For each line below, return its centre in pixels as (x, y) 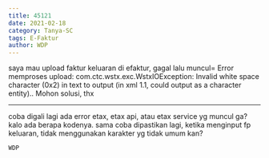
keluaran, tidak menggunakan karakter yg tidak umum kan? (106, 133)
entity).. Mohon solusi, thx (51, 93)
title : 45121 (30, 16)
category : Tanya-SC (41, 30)
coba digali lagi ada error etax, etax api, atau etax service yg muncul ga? (128, 117)
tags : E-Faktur (34, 38)
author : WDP (28, 45)
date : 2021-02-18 (37, 23)
